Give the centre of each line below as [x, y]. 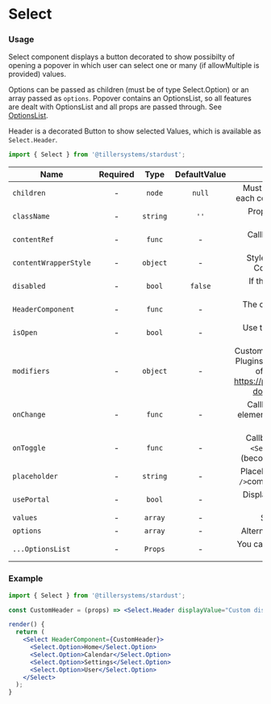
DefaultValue [200, 175]
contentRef [33, 240]
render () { [27, 625]
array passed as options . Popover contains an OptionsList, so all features [130, 99]
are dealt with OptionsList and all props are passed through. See [115, 107]
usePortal [31, 500]
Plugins [249, 361]
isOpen [25, 333]
